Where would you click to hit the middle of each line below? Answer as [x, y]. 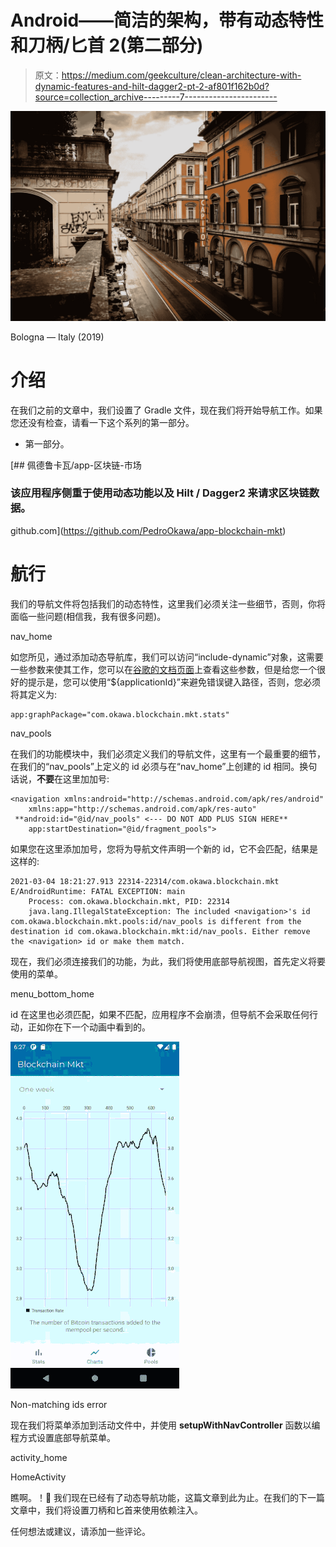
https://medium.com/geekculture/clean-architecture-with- [181, 75]
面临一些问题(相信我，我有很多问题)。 [88, 616]
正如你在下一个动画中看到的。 [89, 1027]
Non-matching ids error [59, 1404]
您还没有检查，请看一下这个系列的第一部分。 [102, 422]
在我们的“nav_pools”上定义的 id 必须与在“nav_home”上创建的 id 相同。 [155, 766]
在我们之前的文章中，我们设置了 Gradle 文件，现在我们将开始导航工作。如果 [166, 410]
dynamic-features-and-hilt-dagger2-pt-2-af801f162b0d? [152, 86]
